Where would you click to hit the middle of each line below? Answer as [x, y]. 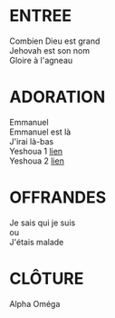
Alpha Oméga [35, 303]
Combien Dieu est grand [55, 41]
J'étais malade [37, 242]
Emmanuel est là [40, 132]
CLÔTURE [47, 279]
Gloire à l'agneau [41, 60]
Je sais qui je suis [43, 223]
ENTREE [41, 16]
